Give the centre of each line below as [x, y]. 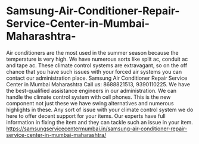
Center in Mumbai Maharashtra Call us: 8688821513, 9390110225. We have [98, 84]
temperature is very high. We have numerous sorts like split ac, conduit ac [97, 59]
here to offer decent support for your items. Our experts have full [86, 116]
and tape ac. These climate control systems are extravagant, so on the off [97, 65]
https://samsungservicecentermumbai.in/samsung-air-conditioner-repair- [97, 129]
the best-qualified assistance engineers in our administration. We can [91, 90]
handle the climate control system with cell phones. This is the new [88, 97]
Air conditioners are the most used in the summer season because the [92, 52]
